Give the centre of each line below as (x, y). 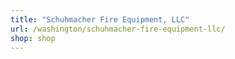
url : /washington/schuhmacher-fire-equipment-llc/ (118, 29)
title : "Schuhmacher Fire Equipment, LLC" (100, 19)
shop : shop (33, 38)
